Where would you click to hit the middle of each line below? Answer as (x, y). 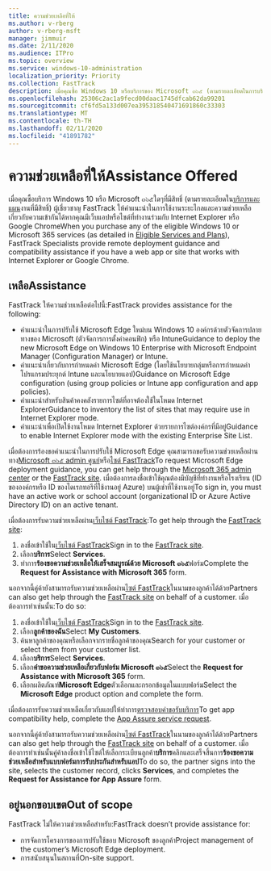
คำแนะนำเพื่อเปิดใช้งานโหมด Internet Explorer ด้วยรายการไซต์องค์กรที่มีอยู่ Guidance (139, 427)
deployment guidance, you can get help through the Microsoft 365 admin (130, 470)
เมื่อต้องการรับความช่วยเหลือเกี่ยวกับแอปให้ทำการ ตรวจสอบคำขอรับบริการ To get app (122, 710)
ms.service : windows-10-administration (75, 69)
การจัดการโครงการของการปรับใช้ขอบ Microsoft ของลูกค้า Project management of (137, 840)
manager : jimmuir (38, 38)
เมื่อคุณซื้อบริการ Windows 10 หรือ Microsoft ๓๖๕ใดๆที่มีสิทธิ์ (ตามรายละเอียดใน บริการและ (134, 199)
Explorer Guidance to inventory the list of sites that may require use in (135, 409)
